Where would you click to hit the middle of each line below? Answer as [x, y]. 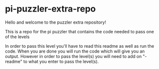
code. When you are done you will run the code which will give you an [75, 51]
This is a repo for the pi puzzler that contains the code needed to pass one [79, 31]
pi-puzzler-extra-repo [50, 9]
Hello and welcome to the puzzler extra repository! [56, 22]
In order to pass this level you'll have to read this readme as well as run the [79, 46]
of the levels [17, 37]
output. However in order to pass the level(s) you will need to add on [73, 56]
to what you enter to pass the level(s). [61, 61]
